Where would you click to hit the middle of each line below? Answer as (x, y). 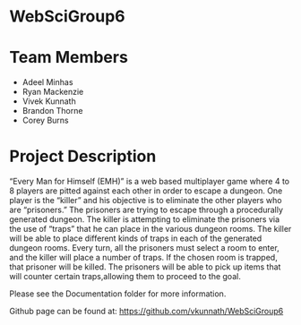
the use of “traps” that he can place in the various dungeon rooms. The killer (150, 229)
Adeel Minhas (47, 82)
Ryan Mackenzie (53, 92)
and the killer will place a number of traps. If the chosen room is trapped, (143, 258)
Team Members (69, 58)
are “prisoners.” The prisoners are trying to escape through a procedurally (146, 210)
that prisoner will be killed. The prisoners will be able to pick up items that (145, 267)
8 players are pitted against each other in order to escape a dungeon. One (146, 191)
